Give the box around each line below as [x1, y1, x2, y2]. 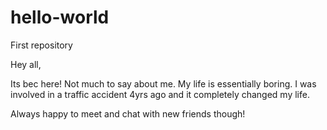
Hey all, [10, 58, 42, 70]
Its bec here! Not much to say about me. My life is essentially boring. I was [10, 77, 317, 90]
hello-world [10, 6, 110, 29]
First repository [10, 39, 73, 51]
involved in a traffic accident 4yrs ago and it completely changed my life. [10, 88, 310, 100]
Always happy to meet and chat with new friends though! [10, 107, 246, 120]
